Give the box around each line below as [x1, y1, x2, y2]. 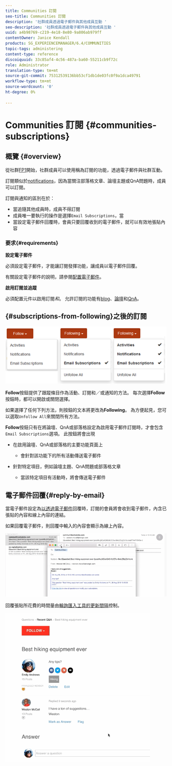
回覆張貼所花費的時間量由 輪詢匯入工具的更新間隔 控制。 [5, 602, 122, 608]
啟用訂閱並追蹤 [5, 284, 37, 291]
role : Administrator [5, 62, 50, 68]
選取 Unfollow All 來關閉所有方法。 [9, 413, 82, 419]
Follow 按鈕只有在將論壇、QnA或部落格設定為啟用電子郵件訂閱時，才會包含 [5, 424, 163, 431]
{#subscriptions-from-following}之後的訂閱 [5, 312, 147, 321]
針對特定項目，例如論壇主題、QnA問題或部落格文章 [12, 464, 121, 470]
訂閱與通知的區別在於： [5, 195, 55, 201]
